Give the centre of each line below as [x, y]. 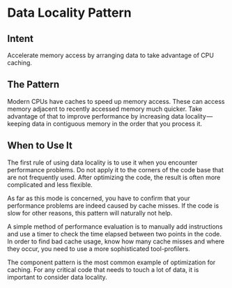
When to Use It [40, 145]
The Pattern [33, 85]
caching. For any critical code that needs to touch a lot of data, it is [103, 269]
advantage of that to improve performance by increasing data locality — [110, 116]
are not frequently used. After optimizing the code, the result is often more [114, 177]
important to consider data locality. [57, 277]
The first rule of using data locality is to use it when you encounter [102, 162]
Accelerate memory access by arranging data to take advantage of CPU [111, 55]
